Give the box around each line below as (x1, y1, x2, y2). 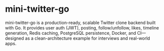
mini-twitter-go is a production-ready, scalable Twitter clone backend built (5, 20, 156, 25)
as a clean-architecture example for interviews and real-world (25, 35, 150, 41)
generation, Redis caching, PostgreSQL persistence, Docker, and (5, 30, 137, 36)
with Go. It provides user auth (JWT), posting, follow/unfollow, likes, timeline (5, 25, 160, 30)
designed (5, 35, 25, 41)
